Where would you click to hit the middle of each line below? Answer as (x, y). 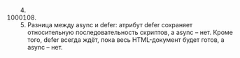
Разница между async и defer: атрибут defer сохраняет (110, 25)
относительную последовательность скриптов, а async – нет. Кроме (130, 32)
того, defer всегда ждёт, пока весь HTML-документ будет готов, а (126, 40)
